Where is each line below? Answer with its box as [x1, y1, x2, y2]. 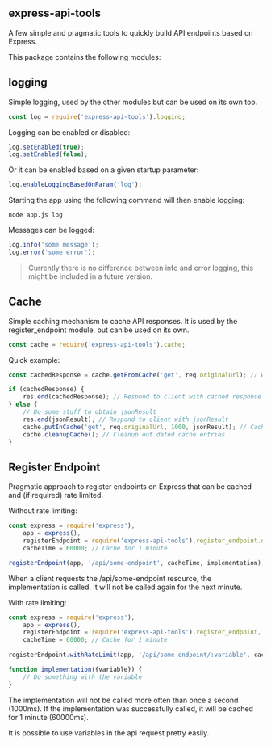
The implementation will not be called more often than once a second [8, 695, 239, 705]
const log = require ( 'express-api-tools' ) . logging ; [8, 112, 186, 120]
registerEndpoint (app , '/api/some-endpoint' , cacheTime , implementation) [8, 558, 262, 567]
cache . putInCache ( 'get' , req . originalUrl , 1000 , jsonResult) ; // [23, 423, 248, 431]
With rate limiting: [8, 597, 67, 607]
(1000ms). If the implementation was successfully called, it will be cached [8, 703, 254, 714]
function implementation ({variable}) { [8, 665, 143, 673]
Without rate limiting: [8, 506, 78, 516]
